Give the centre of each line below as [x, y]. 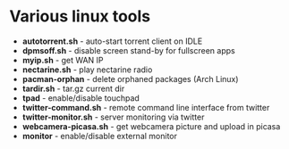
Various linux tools [80, 17]
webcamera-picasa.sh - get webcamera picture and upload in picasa [151, 126]
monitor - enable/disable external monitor [99, 136]
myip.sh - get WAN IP [63, 60]
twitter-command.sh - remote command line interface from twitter [146, 107]
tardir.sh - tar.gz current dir [73, 88]
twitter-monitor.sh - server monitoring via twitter [113, 117]
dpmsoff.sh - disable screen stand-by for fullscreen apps [128, 50]
